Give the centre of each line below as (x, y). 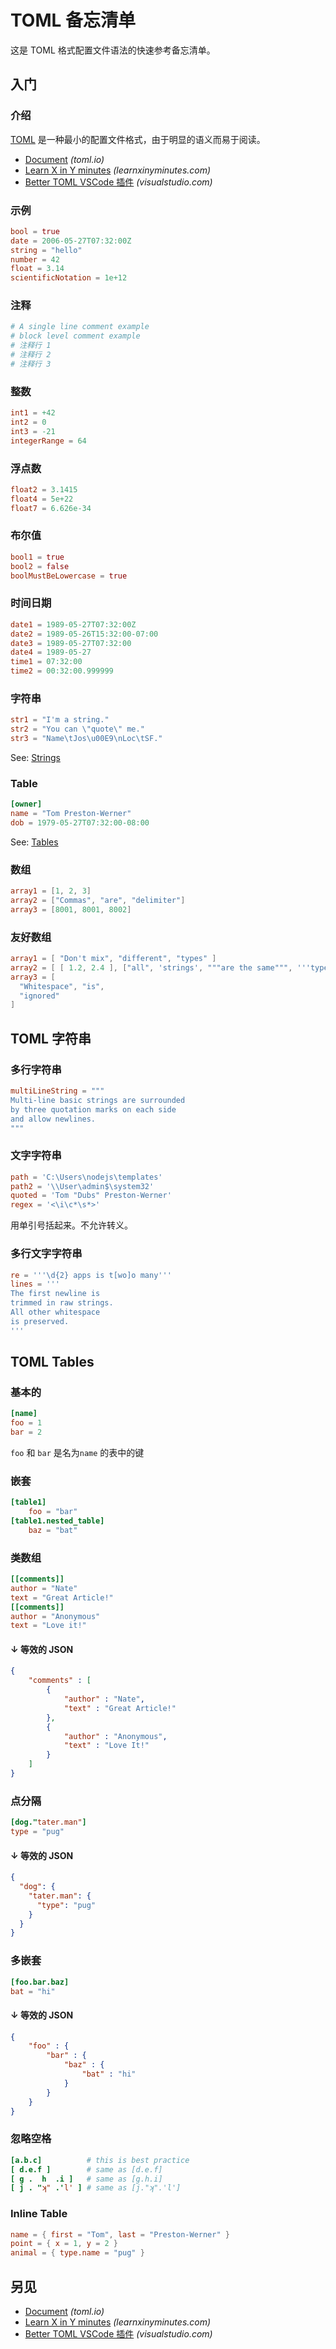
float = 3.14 (37, 269)
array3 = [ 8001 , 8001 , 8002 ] (71, 909)
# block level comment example (75, 336)
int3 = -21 (33, 431)
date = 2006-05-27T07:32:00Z (71, 241)
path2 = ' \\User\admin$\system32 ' (82, 1186)
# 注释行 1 (31, 346)
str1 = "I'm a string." (60, 720)
